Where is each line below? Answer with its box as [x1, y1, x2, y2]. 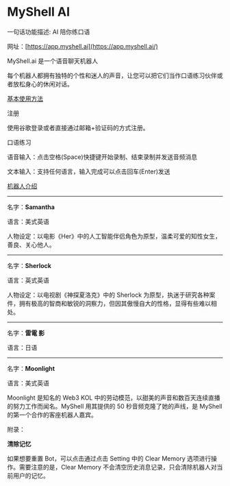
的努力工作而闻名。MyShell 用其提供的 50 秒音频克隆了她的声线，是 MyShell [7, 402, 222, 410]
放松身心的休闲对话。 [12, 80, 73, 88]
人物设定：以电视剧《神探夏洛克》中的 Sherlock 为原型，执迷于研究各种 [7, 291, 210, 299]
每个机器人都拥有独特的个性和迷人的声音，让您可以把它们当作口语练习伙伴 [7, 71, 217, 80]
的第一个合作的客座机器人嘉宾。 [7, 411, 97, 419]
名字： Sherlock [7, 261, 51, 269]
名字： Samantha [7, 203, 55, 211]
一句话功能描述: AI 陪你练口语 [7, 27, 90, 36]
